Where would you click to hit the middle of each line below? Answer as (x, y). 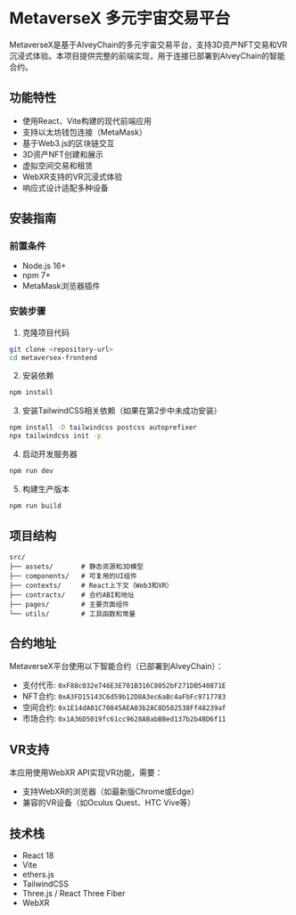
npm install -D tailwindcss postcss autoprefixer (103, 428)
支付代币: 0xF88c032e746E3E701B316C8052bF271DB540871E (124, 685)
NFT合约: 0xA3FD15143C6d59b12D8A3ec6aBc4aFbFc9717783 (124, 697)
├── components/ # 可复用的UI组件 (73, 576)
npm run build (36, 506)
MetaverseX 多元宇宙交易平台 (120, 18)
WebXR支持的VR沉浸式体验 (72, 176)
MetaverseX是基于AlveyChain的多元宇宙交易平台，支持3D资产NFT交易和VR (148, 45)
